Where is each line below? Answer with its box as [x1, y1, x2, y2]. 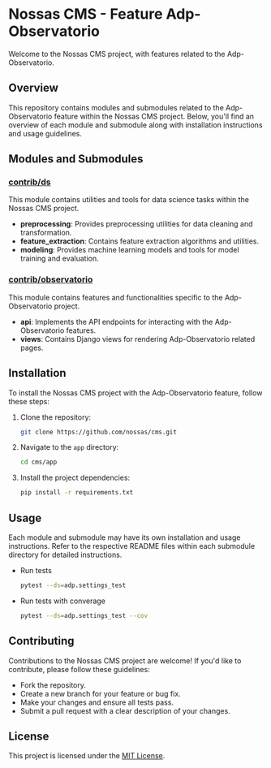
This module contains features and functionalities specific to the [8, 292, 223, 302]
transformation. [19, 228, 72, 238]
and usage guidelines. [8, 128, 83, 138]
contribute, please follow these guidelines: [8, 664, 150, 674]
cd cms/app [19, 458, 58, 467]
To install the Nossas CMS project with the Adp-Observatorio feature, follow [8, 387, 263, 398]
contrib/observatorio [8, 274, 93, 285]
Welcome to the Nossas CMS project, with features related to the [8, 49, 226, 58]
